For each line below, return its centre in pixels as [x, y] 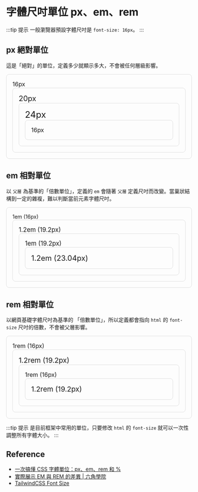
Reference [26, 454]
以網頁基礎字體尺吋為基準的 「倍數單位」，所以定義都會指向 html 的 [87, 320]
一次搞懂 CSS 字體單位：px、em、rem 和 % [68, 469]
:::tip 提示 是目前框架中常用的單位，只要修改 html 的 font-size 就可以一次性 [98, 428]
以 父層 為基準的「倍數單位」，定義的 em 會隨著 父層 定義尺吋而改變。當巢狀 [95, 191]
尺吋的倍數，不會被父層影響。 [54, 327]
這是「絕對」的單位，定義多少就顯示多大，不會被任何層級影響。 [83, 65]
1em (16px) [26, 216]
